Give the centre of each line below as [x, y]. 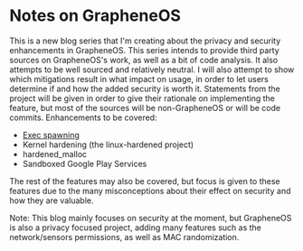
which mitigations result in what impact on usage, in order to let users [139, 79]
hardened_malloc [55, 153]
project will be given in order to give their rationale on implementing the [142, 98]
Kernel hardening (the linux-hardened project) [108, 144]
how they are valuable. [52, 200]
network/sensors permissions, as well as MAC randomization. [124, 237]
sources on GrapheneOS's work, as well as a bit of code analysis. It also [144, 60]
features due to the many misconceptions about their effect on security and [150, 191]
